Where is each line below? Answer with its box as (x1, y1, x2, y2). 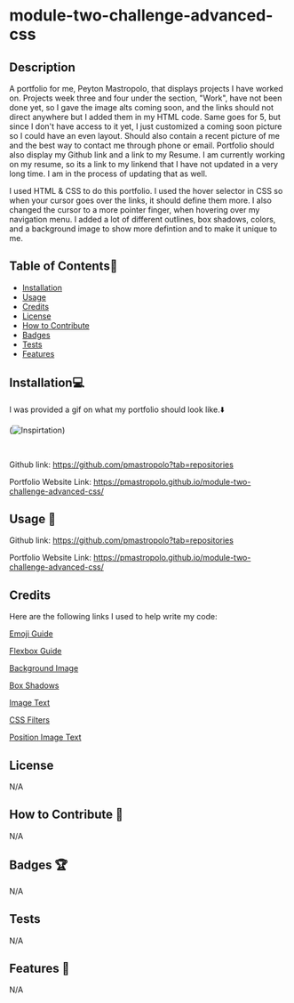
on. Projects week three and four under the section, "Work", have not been (9, 93, 282, 103)
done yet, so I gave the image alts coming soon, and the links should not (9, 102, 274, 112)
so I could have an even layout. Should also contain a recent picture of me (9, 131, 280, 141)
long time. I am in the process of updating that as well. (9, 168, 208, 179)
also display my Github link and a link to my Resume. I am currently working (9, 150, 286, 160)
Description (9, 60, 75, 75)
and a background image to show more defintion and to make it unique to (9, 223, 278, 234)
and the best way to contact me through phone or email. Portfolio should (9, 140, 275, 150)
